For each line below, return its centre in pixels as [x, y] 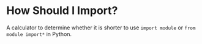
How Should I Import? [62, 11]
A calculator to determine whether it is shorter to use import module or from [101, 28]
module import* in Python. [39, 34]
